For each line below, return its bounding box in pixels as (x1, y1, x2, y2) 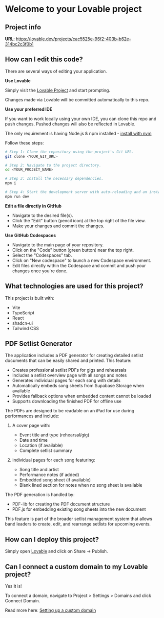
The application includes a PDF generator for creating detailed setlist (5, 353, 143, 358)
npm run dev (5, 194, 29, 199)
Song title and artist (19, 467, 59, 473)
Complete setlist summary (19, 448, 72, 453)
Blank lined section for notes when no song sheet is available (19, 482, 143, 488)
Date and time (19, 437, 48, 443)
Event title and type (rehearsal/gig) (19, 432, 90, 438)
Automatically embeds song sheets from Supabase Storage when (12, 383, 144, 389)
